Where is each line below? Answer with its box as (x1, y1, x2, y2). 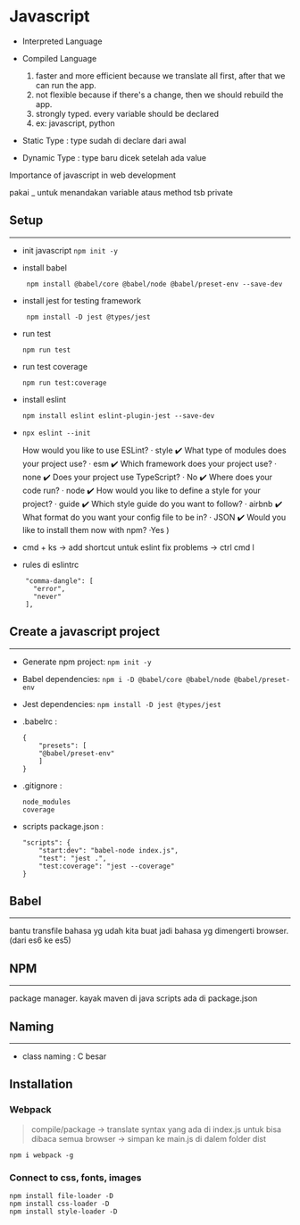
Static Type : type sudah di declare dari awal (21, 135, 187, 146)
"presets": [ (38, 741, 87, 750)
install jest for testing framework (21, 295, 141, 305)
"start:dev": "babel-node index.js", (38, 846, 179, 854)
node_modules (21, 797, 71, 806)
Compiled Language (21, 53, 97, 63)
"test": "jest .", (38, 854, 107, 862)
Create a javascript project (9, 624, 161, 639)
